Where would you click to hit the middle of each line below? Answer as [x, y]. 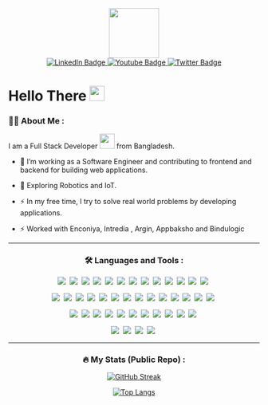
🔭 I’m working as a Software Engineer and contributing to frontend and [136, 162]
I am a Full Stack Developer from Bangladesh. [92, 146]
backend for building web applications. [84, 170]
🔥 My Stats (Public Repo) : [134, 360]
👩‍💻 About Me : [37, 121]
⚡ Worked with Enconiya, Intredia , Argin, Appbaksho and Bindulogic [132, 229]
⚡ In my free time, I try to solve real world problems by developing [128, 202]
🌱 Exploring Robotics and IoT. [68, 186]
